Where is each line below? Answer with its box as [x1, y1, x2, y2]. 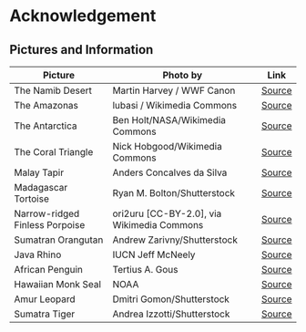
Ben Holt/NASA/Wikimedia [112, 114, 226, 126]
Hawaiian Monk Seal [14, 278, 102, 290]
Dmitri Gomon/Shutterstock [112, 293, 230, 306]
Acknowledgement [9, 5, 157, 26]
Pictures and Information [9, 42, 154, 57]
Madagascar [14, 182, 68, 193]
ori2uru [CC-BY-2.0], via [112, 207, 222, 220]
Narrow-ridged [14, 207, 80, 220]
